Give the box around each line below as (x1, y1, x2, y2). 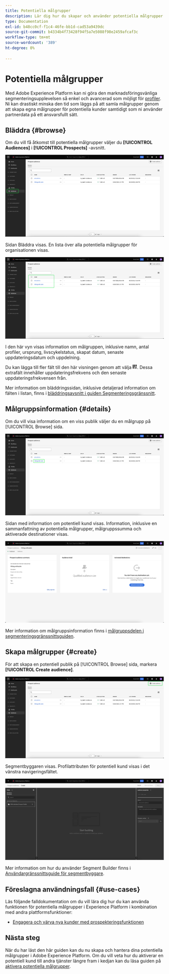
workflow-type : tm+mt (5, 35, 51, 40)
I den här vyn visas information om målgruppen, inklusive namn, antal (5, 344, 149, 350)
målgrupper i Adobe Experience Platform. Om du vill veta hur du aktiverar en (5, 952, 163, 958)
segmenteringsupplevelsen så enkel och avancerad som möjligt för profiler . (5, 95, 161, 101)
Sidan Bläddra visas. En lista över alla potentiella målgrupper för (5, 242, 137, 248)
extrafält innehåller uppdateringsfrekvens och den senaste (5, 369, 127, 376)
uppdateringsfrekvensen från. (5, 375, 67, 381)
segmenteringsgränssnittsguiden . (5, 633, 75, 639)
